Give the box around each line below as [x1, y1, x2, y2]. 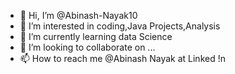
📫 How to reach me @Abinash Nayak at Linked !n [19, 53, 226, 64]
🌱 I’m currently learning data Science [19, 31, 173, 42]
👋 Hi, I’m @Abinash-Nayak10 [19, 10, 138, 21]
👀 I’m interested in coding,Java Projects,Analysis [19, 20, 221, 32]
